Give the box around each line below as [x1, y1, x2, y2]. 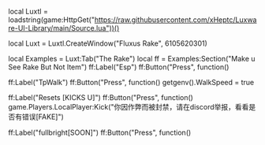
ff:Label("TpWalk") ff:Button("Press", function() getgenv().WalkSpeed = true [8, 78, 255, 87]
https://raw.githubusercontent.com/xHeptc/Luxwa [94, 15, 257, 24]
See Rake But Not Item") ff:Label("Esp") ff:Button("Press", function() [8, 62, 230, 72]
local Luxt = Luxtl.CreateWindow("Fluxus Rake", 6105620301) [8, 39, 207, 48]
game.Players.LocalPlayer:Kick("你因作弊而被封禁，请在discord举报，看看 [8, 102, 249, 111]
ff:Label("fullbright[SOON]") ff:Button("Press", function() [8, 128, 192, 137]
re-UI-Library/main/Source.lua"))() [8, 24, 120, 32]
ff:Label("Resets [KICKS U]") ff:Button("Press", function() [8, 93, 193, 102]
